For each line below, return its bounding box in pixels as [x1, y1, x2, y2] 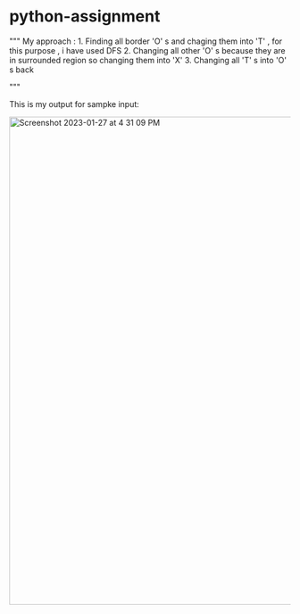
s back [9, 64, 34, 75]
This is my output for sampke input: [9, 98, 140, 109]
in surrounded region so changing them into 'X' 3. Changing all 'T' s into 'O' [9, 54, 287, 65]
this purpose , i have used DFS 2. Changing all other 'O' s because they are [9, 45, 286, 55]
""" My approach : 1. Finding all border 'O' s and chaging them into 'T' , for [9, 36, 283, 46]
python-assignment [9, 6, 161, 27]
